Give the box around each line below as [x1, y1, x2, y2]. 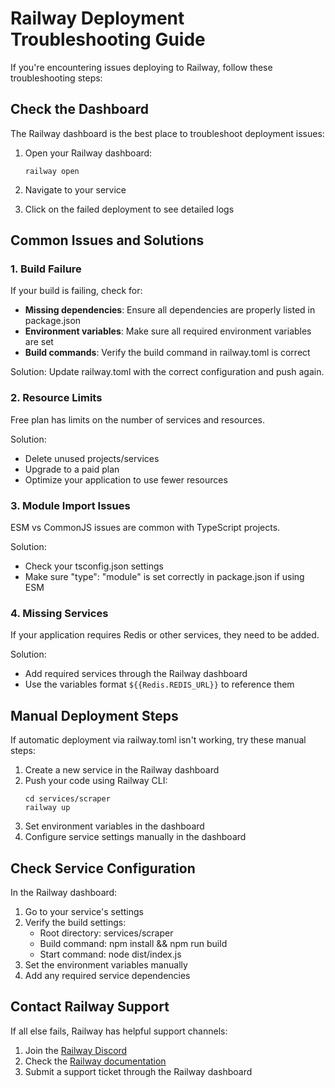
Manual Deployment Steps [10, 707, 179, 724]
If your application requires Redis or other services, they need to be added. [10, 629, 320, 641]
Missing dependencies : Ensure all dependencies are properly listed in [24, 304, 316, 316]
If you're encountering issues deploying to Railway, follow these [10, 61, 273, 73]
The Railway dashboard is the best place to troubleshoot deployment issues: [10, 127, 325, 139]
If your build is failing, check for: [10, 285, 143, 297]
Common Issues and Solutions [10, 232, 205, 249]
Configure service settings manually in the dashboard [24, 831, 247, 843]
